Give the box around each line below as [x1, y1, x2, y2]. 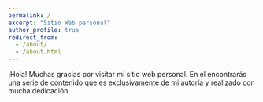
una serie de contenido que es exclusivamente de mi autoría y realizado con [8, 78, 256, 87]
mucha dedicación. [8, 86, 71, 95]
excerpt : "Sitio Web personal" [8, 19, 111, 27]
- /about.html [15, 48, 61, 56]
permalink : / [8, 11, 51, 20]
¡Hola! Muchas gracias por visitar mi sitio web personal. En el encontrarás [8, 70, 246, 78]
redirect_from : [8, 33, 58, 42]
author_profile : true [8, 26, 80, 34]
